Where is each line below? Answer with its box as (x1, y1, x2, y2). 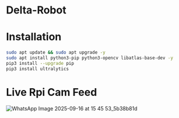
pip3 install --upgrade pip (6, 60, 75, 66)
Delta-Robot (6, 4, 66, 17)
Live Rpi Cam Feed (6, 85, 97, 99)
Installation (6, 30, 62, 44)
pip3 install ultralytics (6, 65, 69, 72)
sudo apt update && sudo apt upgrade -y (6, 50, 106, 55)
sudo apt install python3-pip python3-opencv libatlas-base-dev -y (6, 55, 174, 61)
